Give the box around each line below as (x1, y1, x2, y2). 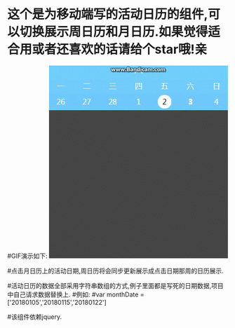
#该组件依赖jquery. (7, 313, 62, 321)
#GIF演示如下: (7, 252, 48, 260)
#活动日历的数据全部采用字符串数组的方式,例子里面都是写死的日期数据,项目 (7, 281, 224, 289)
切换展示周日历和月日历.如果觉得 (20, 24, 208, 40)
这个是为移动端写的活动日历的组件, (7, 6, 208, 22)
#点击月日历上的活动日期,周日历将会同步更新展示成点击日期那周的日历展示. (7, 266, 224, 275)
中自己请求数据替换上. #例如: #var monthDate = (7, 290, 145, 299)
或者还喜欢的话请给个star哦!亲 (32, 41, 208, 57)
